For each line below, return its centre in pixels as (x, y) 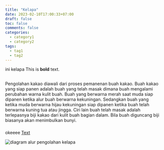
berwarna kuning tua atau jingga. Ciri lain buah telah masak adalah (73, 110)
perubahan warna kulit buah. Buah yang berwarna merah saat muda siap (79, 94)
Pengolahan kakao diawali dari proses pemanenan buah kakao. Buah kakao (82, 84)
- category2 (22, 42)
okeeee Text (18, 132)
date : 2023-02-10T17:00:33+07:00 (40, 14)
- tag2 (16, 55)
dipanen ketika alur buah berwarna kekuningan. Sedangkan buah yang (77, 99)
